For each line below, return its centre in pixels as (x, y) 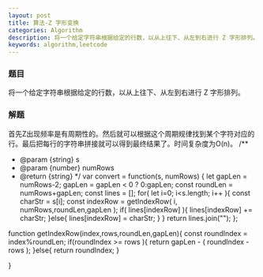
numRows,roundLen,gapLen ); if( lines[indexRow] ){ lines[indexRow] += (136, 209)
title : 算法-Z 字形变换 (43, 23)
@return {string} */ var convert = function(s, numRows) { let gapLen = (133, 176)
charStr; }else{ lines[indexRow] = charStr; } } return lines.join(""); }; (129, 218)
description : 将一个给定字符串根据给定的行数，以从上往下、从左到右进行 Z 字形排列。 (133, 37)
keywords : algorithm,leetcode (58, 45)
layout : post (30, 15)
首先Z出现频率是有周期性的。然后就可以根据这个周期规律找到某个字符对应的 (131, 133)
